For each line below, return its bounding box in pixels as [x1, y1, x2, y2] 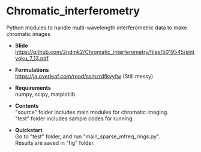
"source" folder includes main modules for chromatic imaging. [14, 108, 169, 115]
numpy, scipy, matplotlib [14, 90, 76, 98]
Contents [14, 102, 39, 109]
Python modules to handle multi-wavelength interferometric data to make [6, 24, 187, 31]
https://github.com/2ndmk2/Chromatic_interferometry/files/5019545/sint [14, 48, 195, 55]
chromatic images [6, 30, 51, 37]
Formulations [14, 66, 49, 73]
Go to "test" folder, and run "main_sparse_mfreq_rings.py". [14, 133, 161, 140]
